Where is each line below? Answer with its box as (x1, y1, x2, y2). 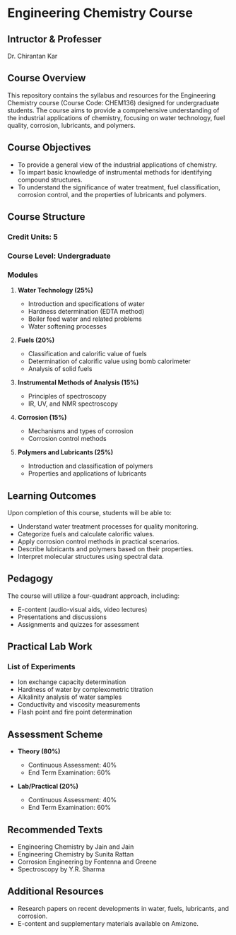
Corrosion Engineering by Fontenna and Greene (17, 857, 157, 866)
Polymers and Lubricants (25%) (17, 448, 114, 457)
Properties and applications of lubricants (28, 469, 147, 478)
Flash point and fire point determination (17, 708, 133, 717)
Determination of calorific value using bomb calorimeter (28, 357, 191, 365)
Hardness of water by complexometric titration (17, 686, 153, 694)
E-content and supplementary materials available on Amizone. (17, 919, 199, 927)
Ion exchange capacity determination (17, 678, 126, 686)
